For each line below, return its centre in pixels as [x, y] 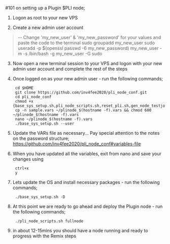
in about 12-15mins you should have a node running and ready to [80, 231]
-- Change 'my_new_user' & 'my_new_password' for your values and [89, 37]
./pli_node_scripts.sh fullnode [49, 221]
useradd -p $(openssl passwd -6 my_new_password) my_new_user [88, 48]
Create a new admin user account [48, 27]
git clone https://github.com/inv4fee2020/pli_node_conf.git [81, 93]
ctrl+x [22, 168]
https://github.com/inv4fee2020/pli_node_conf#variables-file [77, 144]
